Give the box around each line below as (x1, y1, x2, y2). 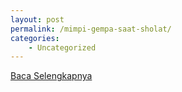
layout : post (10, 14, 65, 25)
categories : (10, 33, 60, 43)
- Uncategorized (28, 42, 97, 53)
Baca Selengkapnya (10, 70, 93, 82)
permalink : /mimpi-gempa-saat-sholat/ (10, 24, 172, 34)
